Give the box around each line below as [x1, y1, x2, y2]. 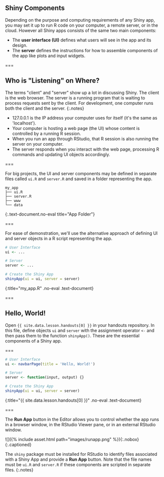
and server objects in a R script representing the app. [5, 235, 113, 241]
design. [12, 42, 28, 48]
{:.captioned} [5, 442, 32, 447]
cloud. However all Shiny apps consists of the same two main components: [5, 27, 157, 33]
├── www [5, 198, 21, 203]
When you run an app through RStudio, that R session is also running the [12, 135, 159, 142]
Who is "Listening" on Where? [5, 76, 100, 85]
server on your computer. [12, 141, 64, 147]
